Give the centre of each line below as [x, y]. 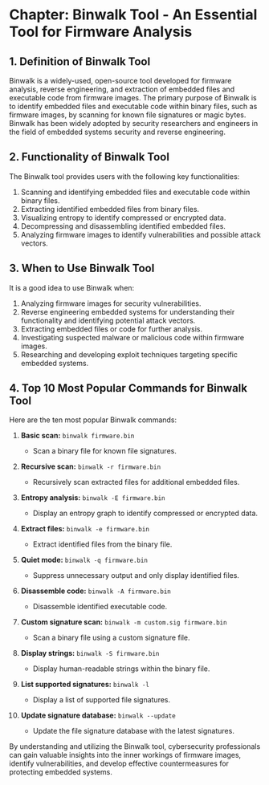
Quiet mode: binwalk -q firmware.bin [84, 560]
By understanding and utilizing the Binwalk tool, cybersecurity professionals [135, 746]
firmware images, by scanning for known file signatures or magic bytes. [128, 115]
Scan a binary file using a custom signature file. [112, 638]
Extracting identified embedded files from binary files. [110, 209]
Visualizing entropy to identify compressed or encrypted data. [123, 218]
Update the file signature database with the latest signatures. [134, 731]
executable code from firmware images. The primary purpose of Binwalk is [133, 98]
